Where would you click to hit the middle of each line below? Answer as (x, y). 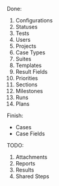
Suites (23, 59)
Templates (28, 65)
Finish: (15, 115)
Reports (25, 163)
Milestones (29, 91)
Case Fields (30, 133)
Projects (26, 46)
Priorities (27, 78)
